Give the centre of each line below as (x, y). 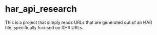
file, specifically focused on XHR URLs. (44, 27)
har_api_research (41, 9)
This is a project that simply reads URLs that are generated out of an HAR (79, 22)
